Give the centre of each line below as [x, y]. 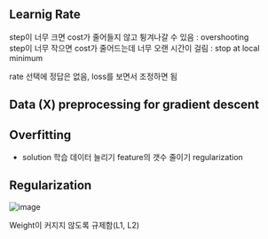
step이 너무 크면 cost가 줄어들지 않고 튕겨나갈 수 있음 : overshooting [129, 37]
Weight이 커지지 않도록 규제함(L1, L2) [75, 225]
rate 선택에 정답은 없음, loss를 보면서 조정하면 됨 [93, 76]
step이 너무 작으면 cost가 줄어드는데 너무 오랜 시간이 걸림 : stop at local [134, 48]
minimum [26, 58]
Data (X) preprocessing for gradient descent [134, 105]
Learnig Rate [45, 15]
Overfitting [40, 135]
